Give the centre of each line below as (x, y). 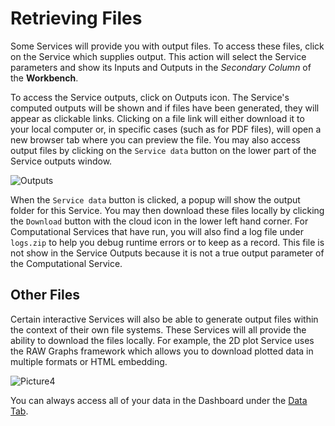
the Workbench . (44, 78)
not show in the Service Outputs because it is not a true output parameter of (167, 253)
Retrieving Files (76, 18)
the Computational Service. (66, 263)
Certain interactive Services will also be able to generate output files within (164, 319)
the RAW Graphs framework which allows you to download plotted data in (162, 351)
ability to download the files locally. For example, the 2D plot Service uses (162, 340)
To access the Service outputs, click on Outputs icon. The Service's (150, 97)
